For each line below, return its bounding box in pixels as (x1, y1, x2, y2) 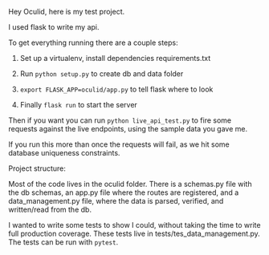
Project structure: (8, 164, 67, 173)
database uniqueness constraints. (8, 148, 120, 157)
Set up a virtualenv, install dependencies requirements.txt (19, 54, 211, 63)
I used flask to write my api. (8, 22, 100, 31)
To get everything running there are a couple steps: (8, 38, 178, 47)
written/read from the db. (8, 204, 92, 214)
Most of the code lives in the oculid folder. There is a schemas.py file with (8, 180, 252, 188)
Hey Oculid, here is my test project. (8, 7, 125, 16)
